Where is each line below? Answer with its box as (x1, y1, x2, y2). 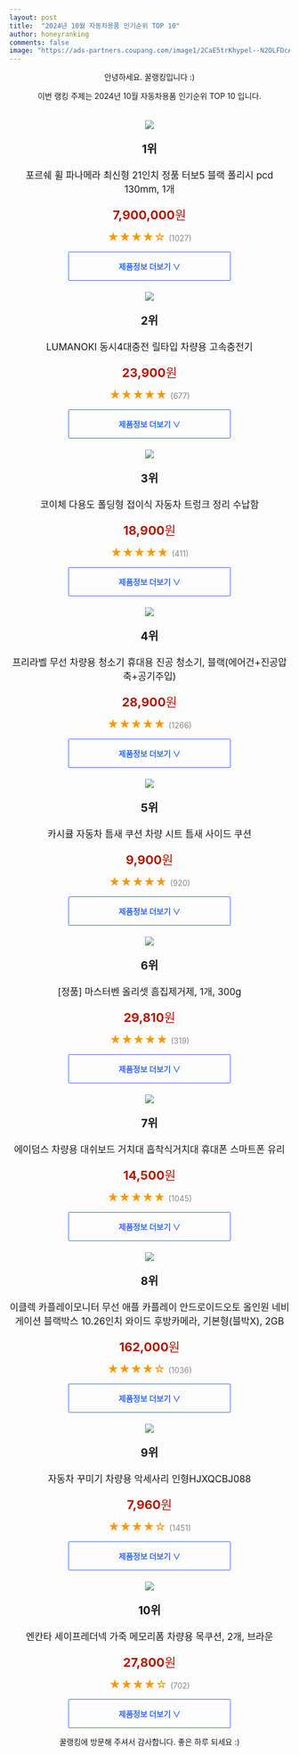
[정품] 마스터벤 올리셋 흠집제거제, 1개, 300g (57, 986, 242, 999)
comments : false (9, 37, 69, 47)
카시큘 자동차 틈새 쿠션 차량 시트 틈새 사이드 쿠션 (47, 828, 252, 841)
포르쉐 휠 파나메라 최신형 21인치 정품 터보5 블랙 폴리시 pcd (25, 169, 274, 182)
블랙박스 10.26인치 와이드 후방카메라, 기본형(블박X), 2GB (43, 1315, 285, 1328)
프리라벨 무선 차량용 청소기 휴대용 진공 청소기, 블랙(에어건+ (12, 656, 261, 669)
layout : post (9, 12, 58, 22)
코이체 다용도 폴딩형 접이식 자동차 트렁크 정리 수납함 (39, 498, 260, 511)
